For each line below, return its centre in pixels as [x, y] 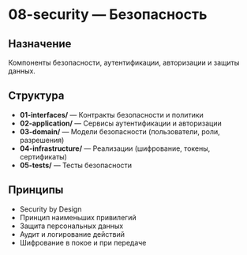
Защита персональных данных [71, 226]
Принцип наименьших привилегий [78, 217]
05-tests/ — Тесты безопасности [76, 165]
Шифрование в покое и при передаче [83, 242]
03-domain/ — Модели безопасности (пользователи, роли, [120, 131]
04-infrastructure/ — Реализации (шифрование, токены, [115, 148]
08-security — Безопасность [108, 15]
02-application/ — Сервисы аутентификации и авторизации [121, 123]
